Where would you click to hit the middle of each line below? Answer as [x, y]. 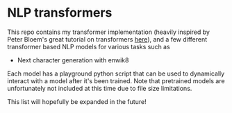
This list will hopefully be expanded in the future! [77, 101]
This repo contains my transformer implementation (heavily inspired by [109, 32]
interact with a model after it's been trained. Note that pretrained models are [116, 80]
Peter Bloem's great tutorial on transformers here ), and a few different [107, 39]
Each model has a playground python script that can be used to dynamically [116, 73]
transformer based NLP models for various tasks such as [89, 46]
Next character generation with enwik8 [73, 60]
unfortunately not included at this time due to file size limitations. [100, 88]
